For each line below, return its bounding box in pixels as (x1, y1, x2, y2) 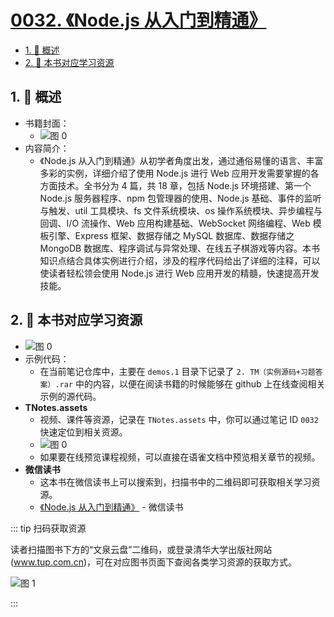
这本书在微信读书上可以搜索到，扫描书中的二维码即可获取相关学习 (39, 476, 312, 488)
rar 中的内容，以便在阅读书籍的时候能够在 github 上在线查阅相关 (59, 377, 326, 390)
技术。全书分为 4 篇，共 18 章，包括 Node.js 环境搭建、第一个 (57, 179, 312, 191)
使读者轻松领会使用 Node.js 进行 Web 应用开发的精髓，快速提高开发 (39, 267, 320, 279)
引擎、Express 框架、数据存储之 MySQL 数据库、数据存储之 (48, 229, 295, 241)
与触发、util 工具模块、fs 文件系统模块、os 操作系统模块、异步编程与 (39, 204, 323, 216)
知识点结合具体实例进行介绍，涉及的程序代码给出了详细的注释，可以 (39, 254, 321, 266)
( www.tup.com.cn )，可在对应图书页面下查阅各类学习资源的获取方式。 (10, 556, 298, 568)
